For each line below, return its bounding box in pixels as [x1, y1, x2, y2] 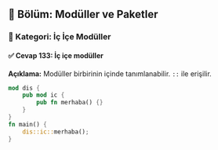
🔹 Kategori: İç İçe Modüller [8, 31, 111, 42]
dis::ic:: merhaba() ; [22, 127, 89, 136]
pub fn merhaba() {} [36, 99, 104, 107]
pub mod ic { [22, 91, 65, 99]
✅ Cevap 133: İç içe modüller [8, 50, 104, 60]
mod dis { [8, 84, 41, 92]
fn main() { [8, 120, 47, 128]
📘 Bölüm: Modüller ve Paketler [8, 8, 158, 21]
